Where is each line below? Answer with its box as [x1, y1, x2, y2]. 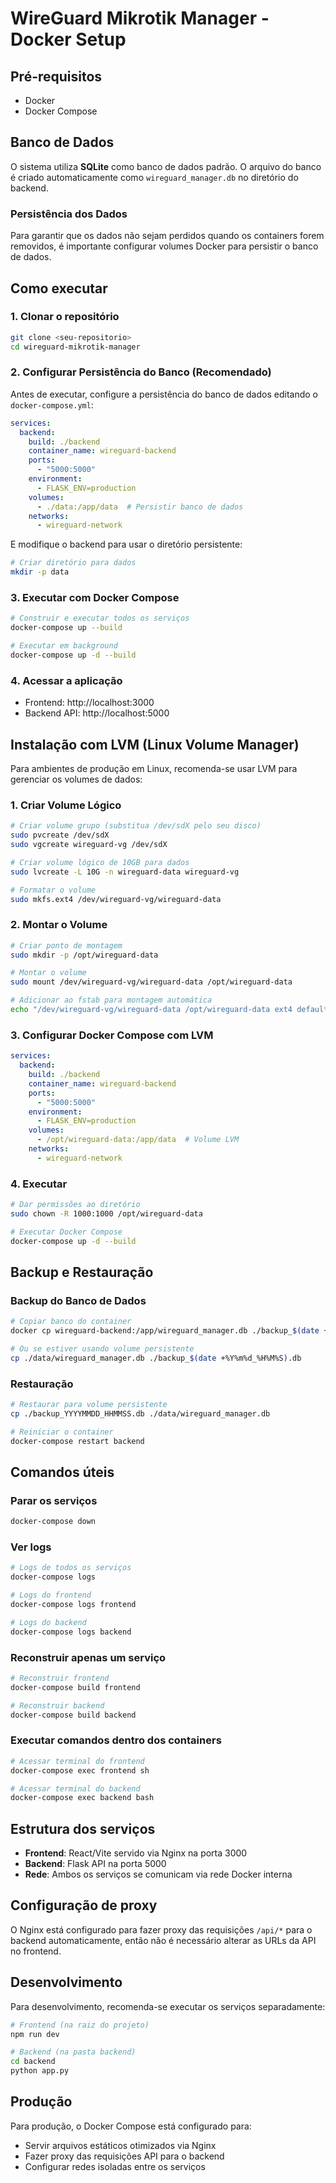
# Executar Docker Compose [10, 1227, 123, 1237]
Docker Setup [10, 28, 127, 51]
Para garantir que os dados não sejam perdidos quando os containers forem [10, 230, 325, 242]
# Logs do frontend [10, 1590, 92, 1601]
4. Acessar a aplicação [10, 673, 123, 687]
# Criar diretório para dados [10, 558, 137, 568]
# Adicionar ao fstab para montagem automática [10, 995, 213, 1006]
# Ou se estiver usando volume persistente [10, 1344, 195, 1354]
